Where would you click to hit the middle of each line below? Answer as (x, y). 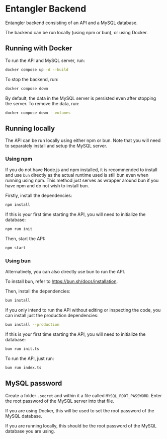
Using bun (18, 261)
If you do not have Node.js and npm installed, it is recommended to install (81, 170)
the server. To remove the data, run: (42, 103)
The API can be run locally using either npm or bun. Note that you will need (83, 140)
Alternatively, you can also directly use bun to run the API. (65, 272)
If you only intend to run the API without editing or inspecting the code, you (83, 310)
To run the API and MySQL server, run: (45, 60)
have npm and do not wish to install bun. (47, 186)
